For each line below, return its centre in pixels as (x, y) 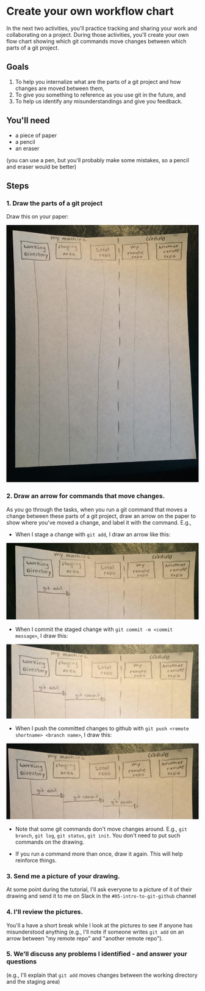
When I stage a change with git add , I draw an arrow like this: (93, 534)
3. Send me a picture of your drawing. (63, 876)
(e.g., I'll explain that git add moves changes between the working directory (102, 975)
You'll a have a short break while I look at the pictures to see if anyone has (100, 925)
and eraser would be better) (41, 166)
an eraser (27, 148)
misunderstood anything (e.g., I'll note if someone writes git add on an (95, 932)
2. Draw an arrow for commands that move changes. (86, 496)
